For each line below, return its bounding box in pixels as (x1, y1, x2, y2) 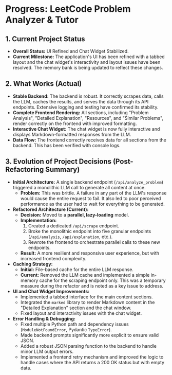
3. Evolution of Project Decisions (5, 157, 112, 166)
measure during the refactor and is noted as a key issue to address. (20, 282, 163, 289)
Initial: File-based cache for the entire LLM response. (20, 266, 133, 273)
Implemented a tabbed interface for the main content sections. (20, 294, 153, 300)
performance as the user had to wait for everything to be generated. (20, 201, 165, 207)
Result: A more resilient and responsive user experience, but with (20, 250, 160, 256)
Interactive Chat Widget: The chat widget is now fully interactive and (12, 126, 160, 132)
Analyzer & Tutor (5, 14, 79, 26)
